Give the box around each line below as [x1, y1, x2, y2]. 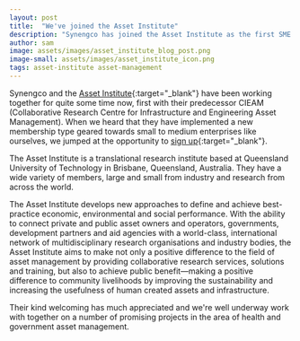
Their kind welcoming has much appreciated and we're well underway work [9, 302, 289, 312]
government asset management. [9, 320, 130, 332]
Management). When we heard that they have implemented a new [9, 116, 253, 127]
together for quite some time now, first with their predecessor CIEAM [9, 97, 265, 108]
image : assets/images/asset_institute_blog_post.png [9, 47, 211, 56]
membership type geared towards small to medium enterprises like [9, 126, 257, 136]
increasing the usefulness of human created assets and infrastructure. [9, 284, 269, 295]
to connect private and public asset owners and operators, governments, [9, 217, 279, 229]
